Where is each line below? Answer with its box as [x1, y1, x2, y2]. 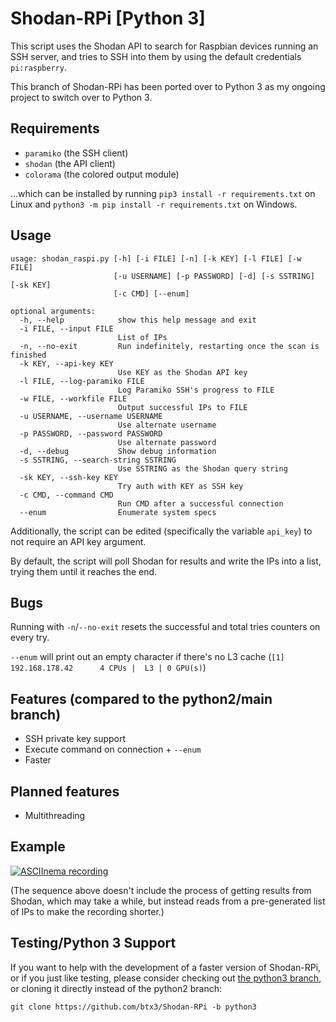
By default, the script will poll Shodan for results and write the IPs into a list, [10, 555, 322, 567]
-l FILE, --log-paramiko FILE [19, 376, 145, 386]
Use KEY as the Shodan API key [117, 367, 248, 377]
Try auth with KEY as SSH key [117, 481, 244, 491]
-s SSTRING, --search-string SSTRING [19, 455, 177, 465]
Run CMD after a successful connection [117, 498, 284, 509]
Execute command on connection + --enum [24, 743, 202, 756]
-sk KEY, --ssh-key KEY [19, 472, 118, 482]
